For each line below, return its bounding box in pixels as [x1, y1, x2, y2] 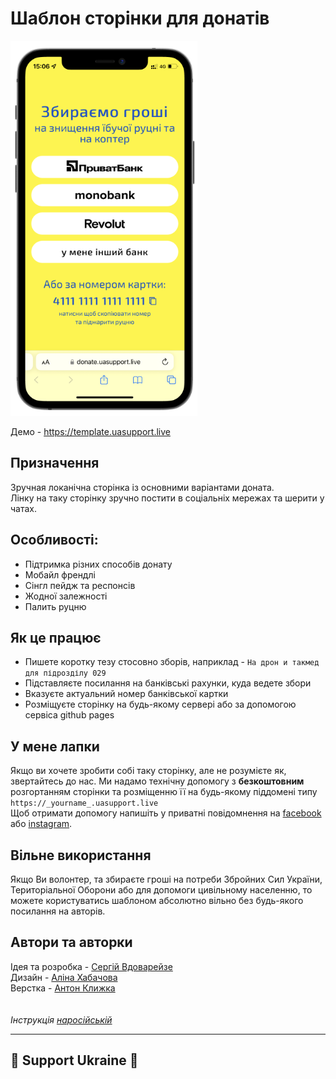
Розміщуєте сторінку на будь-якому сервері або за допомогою [24, 698, 297, 711]
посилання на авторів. [10, 905, 106, 917]
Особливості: [10, 532, 99, 549]
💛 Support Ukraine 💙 [10, 1052, 139, 1069]
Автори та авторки [10, 934, 133, 951]
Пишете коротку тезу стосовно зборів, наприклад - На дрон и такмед [24, 656, 320, 668]
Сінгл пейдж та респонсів [24, 579, 136, 591]
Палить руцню [24, 600, 87, 612]
